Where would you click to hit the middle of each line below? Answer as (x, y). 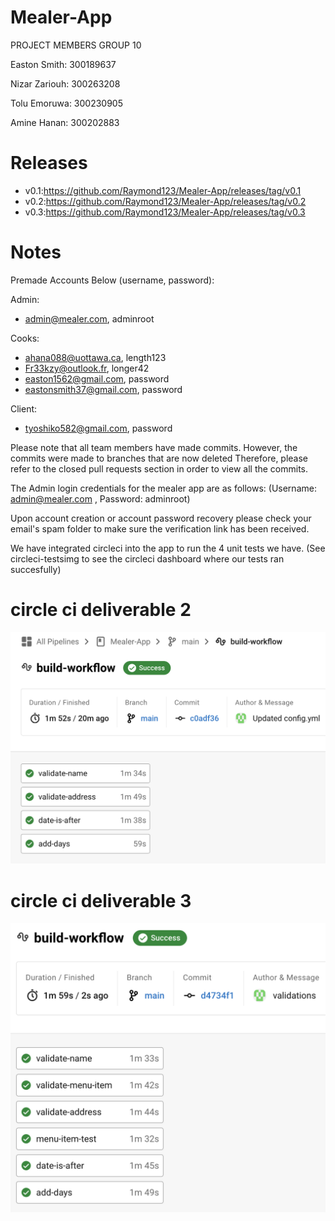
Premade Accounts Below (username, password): (112, 280)
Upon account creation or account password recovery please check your (161, 518)
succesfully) (36, 569)
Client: (24, 408)
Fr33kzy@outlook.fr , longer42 (87, 368)
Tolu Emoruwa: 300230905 (67, 103)
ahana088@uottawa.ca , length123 (95, 357)
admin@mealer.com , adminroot (89, 318)
